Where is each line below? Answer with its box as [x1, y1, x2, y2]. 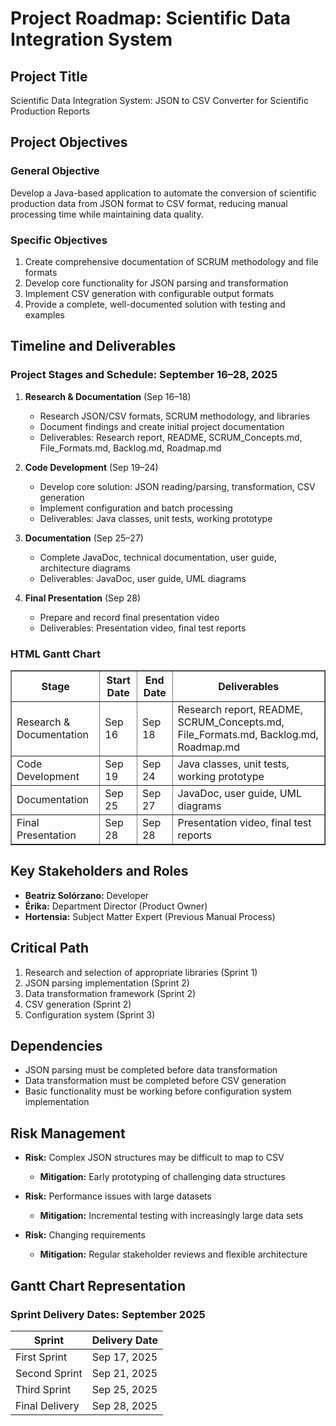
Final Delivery [15, 1398, 80, 1412]
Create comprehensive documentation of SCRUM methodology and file [24, 255, 319, 267]
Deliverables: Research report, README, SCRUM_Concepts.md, [39, 431, 303, 443]
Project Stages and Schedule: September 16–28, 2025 [10, 368, 278, 382]
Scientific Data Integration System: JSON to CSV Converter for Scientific [10, 95, 309, 106]
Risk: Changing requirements [24, 1229, 146, 1241]
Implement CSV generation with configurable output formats [24, 287, 275, 299]
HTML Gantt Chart [10, 647, 101, 661]
